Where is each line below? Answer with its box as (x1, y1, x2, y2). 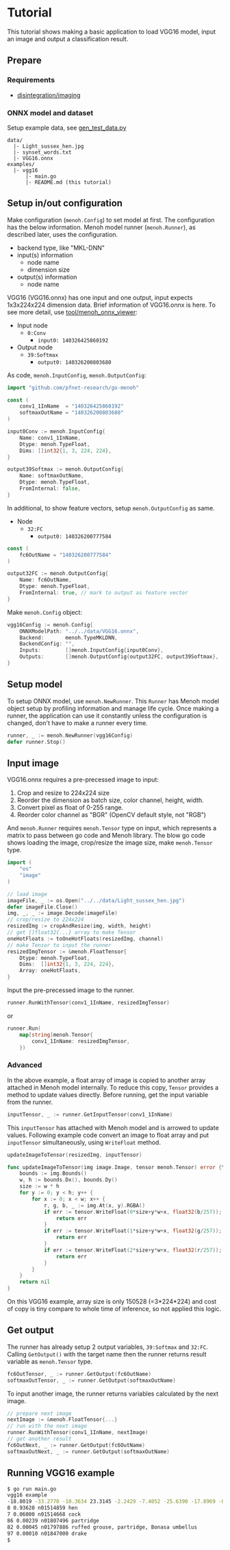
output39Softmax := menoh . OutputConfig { (7, 466, 125, 473)
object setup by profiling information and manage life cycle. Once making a (7, 704, 219, 712)
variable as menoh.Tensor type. (7, 1357, 92, 1365)
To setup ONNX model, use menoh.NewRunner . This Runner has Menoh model (7, 696, 220, 705)
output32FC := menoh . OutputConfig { (7, 570, 109, 577)
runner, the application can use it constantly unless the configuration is (7, 712, 207, 720)
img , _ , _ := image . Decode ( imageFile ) (7, 910, 118, 917)
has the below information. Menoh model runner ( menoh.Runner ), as (7, 223, 196, 231)
